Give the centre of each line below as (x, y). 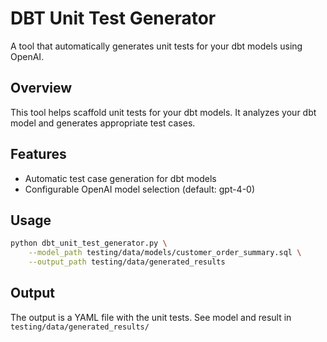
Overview (41, 88)
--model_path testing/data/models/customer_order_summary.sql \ (165, 253)
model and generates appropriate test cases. (103, 123)
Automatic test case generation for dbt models (120, 178)
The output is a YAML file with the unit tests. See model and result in (151, 317)
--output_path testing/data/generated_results (127, 262)
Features (38, 154)
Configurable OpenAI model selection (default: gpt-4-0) (140, 189)
